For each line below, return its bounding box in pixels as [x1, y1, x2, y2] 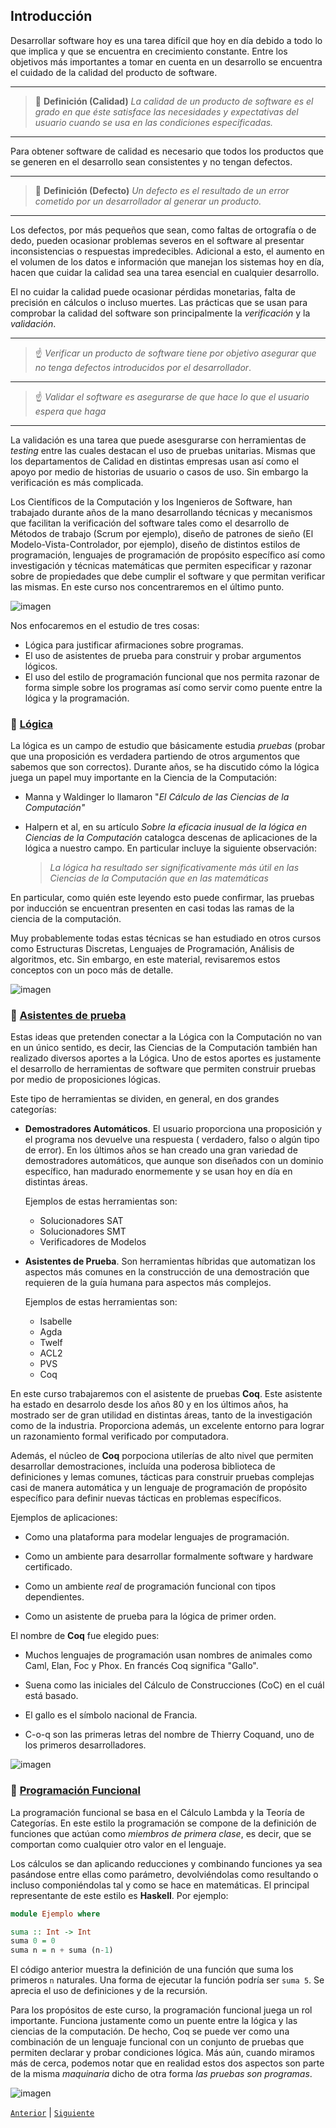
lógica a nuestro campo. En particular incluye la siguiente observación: [24, 842, 317, 854]
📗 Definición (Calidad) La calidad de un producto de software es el [34, 95, 314, 107]
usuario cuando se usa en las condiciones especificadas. [34, 116, 274, 128]
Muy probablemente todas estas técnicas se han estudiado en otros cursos [10, 932, 322, 944]
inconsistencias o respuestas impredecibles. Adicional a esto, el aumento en [10, 245, 325, 257]
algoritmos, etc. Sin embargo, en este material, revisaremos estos [10, 954, 281, 966]
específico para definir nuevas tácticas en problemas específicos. [10, 1492, 282, 1504]
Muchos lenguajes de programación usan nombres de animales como [24, 1649, 313, 1661]
